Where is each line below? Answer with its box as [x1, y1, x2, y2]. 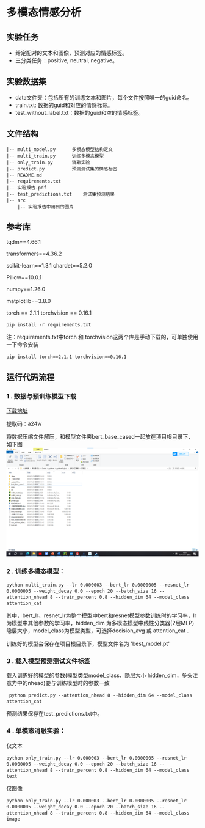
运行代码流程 [6, 372, 55, 383]
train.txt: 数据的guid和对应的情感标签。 [15, 101, 113, 109]
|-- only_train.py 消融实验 [6, 159, 90, 166]
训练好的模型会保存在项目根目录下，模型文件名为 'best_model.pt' [6, 640, 170, 647]
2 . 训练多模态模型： [6, 566, 65, 575]
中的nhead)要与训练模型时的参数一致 [16, 680, 110, 687]
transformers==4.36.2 [6, 250, 62, 257]
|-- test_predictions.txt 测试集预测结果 [6, 191, 115, 197]
